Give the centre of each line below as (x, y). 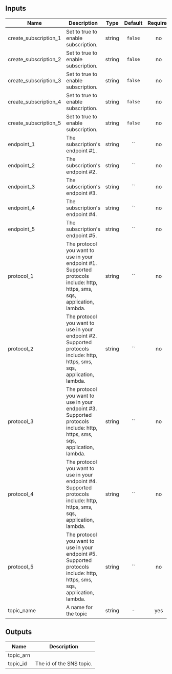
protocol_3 (21, 421)
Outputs (19, 632)
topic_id (17, 663)
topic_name (22, 610)
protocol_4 (21, 494)
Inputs (16, 8)
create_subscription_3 (35, 80)
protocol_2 (21, 348)
